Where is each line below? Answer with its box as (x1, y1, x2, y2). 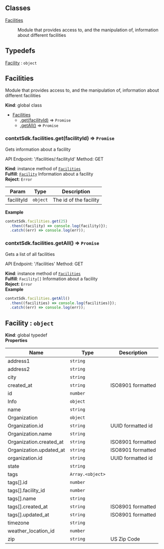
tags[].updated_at (7, 511, 50, 518)
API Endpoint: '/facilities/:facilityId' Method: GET (5, 156, 104, 162)
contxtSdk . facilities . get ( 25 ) (5, 219, 68, 223)
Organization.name (7, 431, 52, 438)
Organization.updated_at (7, 446, 66, 453)
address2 (7, 366, 30, 373)
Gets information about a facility (5, 146, 71, 152)
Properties (5, 337, 28, 343)
